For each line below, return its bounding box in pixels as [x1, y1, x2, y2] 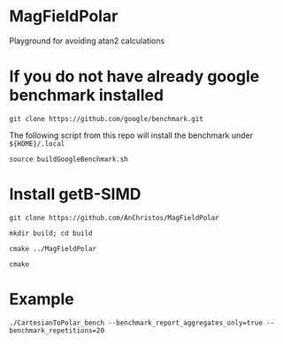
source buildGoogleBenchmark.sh [9, 155, 128, 164]
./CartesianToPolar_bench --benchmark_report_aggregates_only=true [9, 318, 264, 327]
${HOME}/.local [9, 139, 65, 148]
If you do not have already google [9, 66, 260, 87]
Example [9, 289, 74, 309]
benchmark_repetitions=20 [9, 325, 104, 335]
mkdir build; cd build [9, 228, 93, 238]
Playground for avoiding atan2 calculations [9, 35, 165, 46]
